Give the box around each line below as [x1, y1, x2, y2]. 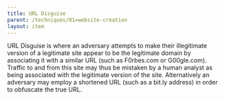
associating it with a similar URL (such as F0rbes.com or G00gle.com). [7, 56, 207, 65]
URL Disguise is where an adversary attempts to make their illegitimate [7, 42, 208, 50]
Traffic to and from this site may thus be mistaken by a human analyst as [7, 63, 213, 72]
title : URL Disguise [7, 10, 67, 17]
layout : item [7, 23, 45, 30]
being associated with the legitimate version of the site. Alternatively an [7, 71, 210, 79]
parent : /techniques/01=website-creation [7, 16, 128, 23]
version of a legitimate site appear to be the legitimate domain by [7, 49, 191, 57]
